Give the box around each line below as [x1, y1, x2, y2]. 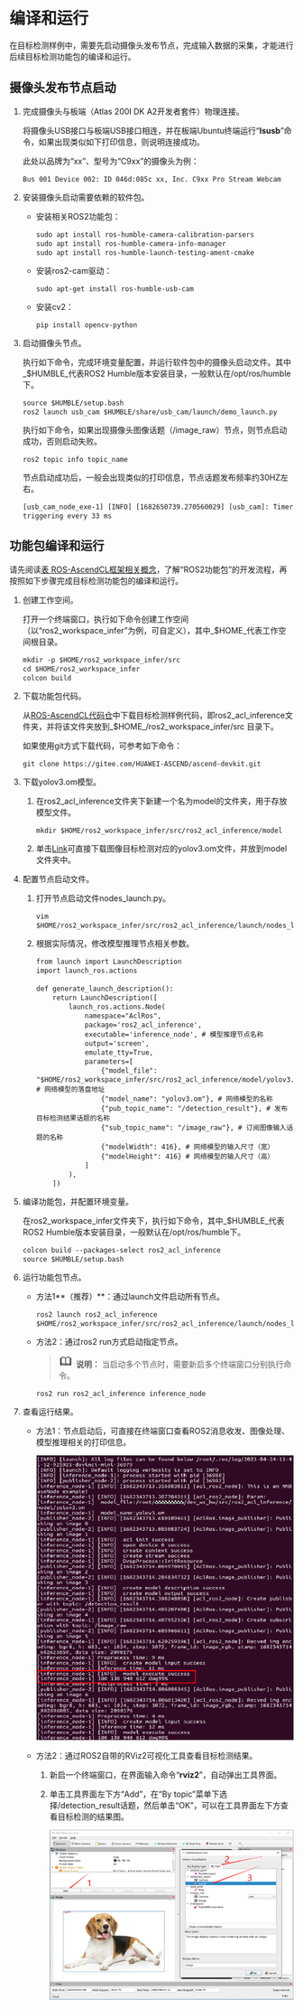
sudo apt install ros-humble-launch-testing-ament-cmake [35, 248, 255, 258]
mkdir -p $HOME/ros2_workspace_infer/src [22, 655, 180, 664]
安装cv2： [35, 301, 74, 312]
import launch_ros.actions [35, 966, 138, 975]
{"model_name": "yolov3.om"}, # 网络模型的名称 [100, 1094, 273, 1103]
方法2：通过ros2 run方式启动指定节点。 [35, 1336, 183, 1347]
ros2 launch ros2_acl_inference [35, 1310, 158, 1319]
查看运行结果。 [22, 1406, 78, 1417]
